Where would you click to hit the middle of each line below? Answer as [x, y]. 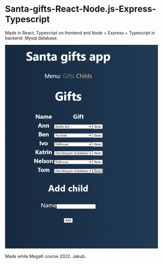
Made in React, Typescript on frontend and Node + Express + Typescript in [80, 33]
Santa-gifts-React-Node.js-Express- [81, 9]
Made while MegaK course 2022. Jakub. [46, 256]
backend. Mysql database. [32, 38]
